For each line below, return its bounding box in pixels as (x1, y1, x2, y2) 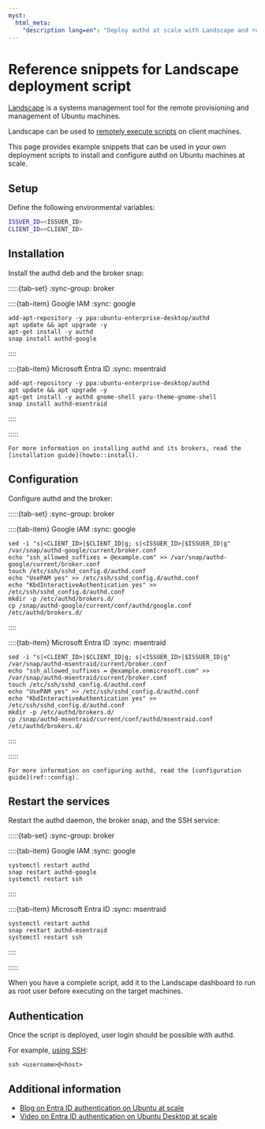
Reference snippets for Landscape (8, 60, 239, 78)
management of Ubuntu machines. (8, 111, 121, 121)
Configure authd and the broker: (8, 493, 113, 503)
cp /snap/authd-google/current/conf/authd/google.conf (8, 602, 192, 610)
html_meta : (15, 19, 51, 27)
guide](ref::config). (8, 773, 80, 782)
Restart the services (8, 794, 110, 808)
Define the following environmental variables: (8, 203, 155, 212)
